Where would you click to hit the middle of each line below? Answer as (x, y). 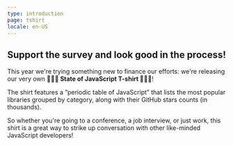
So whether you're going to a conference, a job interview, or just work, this (114, 121)
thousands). (24, 107)
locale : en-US (28, 26)
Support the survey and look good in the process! (116, 55)
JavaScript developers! (40, 136)
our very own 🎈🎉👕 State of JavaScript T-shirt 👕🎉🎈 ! (81, 79)
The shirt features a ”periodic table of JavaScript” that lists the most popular (116, 92)
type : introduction (35, 14)
